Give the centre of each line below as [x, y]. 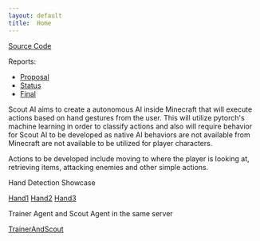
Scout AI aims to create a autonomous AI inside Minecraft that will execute [130, 109]
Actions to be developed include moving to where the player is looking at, [129, 158]
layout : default [35, 16]
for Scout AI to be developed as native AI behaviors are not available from [129, 134]
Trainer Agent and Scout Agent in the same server [91, 213]
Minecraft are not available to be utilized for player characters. [110, 143]
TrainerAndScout [36, 229]
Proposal [34, 77]
